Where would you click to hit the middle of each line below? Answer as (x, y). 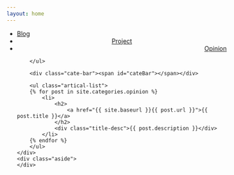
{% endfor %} (49, 140)
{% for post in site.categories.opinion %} (94, 91)
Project (122, 41)
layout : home (25, 14)
